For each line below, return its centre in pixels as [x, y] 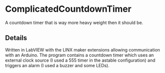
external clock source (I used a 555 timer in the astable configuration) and [80, 60]
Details [16, 38]
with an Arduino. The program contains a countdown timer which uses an [80, 55]
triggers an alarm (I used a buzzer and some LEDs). [57, 65]
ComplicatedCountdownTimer [68, 9]
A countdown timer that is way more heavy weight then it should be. [74, 23]
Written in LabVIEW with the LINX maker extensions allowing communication [82, 49]
